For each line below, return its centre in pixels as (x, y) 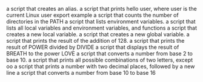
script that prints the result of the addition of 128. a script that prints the (95, 41)
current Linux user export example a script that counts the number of (92, 15)
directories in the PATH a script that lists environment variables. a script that (101, 21)
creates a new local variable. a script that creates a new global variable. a (98, 34)
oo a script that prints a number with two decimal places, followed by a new (101, 66)
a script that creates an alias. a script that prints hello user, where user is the (101, 9)
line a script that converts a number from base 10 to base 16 (81, 73)
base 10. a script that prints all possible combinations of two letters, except (100, 60)
